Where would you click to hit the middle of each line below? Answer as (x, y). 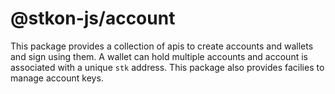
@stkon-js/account (93, 18)
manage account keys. (57, 78)
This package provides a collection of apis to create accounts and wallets (162, 46)
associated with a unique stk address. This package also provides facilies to (167, 67)
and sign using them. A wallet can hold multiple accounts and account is (159, 56)
